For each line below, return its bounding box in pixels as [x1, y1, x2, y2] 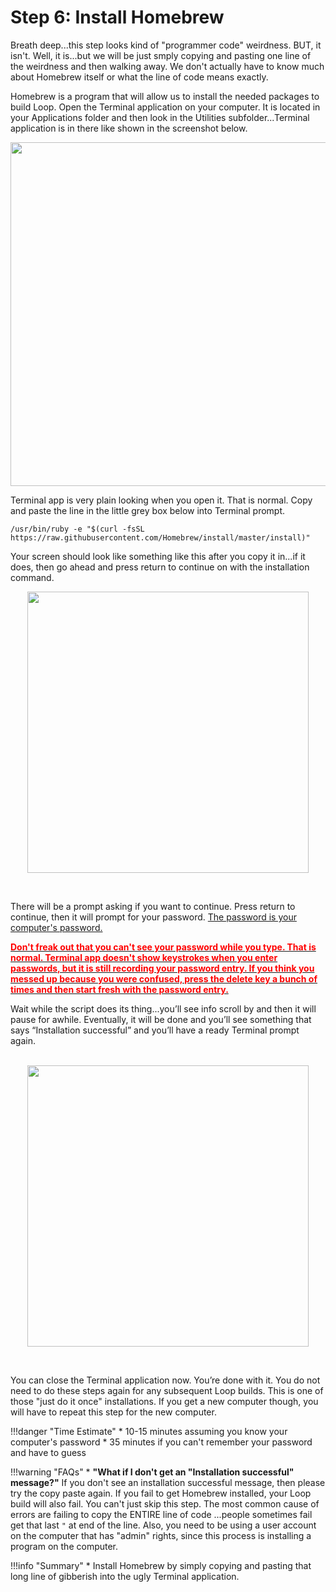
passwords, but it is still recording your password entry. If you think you [10, 962, 315, 974]
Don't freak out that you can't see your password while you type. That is [10, 941, 317, 953]
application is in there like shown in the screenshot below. [10, 122, 248, 134]
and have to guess [10, 1446, 87, 1458]
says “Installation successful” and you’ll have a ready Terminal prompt [10, 1024, 300, 1036]
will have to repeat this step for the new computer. [10, 1406, 217, 1418]
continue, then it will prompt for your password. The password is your [10, 911, 297, 923]
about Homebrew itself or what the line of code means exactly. [10, 71, 269, 83]
